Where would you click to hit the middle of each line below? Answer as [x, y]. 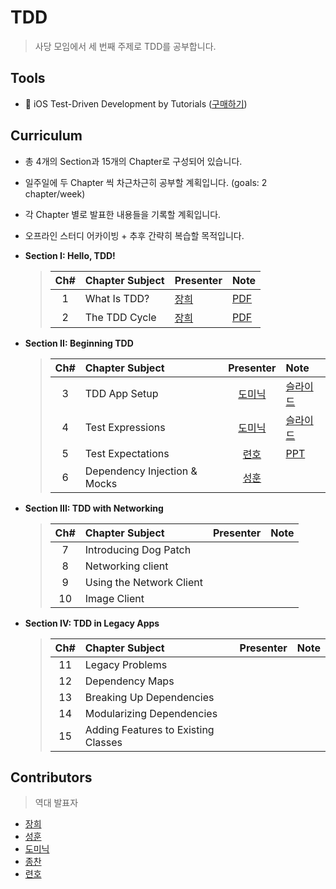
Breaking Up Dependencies [149, 697]
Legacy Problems [126, 664]
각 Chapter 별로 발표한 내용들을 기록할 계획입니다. [123, 214]
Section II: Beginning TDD [79, 343]
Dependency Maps [129, 681]
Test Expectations [127, 453]
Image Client [114, 598]
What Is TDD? [117, 298]
